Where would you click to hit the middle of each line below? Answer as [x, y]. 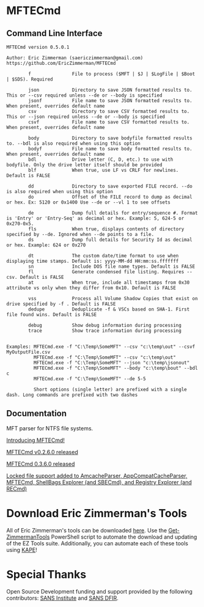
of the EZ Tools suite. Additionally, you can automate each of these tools [97, 543]
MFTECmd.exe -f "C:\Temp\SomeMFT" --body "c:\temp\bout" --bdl [116, 368]
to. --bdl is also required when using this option [73, 144]
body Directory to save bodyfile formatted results [110, 138]
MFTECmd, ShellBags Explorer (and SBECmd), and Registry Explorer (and [99, 482]
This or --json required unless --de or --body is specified [86, 117]
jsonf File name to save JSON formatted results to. [110, 101]
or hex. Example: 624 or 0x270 [46, 245]
